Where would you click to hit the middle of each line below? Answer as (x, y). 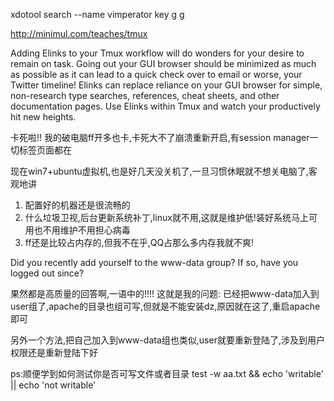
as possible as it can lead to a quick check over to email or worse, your (156, 74)
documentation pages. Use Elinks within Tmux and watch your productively (165, 106)
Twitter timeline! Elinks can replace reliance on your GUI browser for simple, (166, 85)
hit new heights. (43, 117)
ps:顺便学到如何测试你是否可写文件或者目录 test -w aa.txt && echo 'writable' (167, 373)
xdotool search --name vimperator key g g (97, 14)
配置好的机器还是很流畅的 (77, 205)
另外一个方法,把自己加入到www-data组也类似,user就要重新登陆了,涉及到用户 (167, 340)
